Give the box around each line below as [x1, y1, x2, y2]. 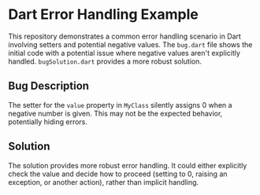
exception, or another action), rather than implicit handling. [8, 177, 199, 186]
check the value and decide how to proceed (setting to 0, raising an [8, 169, 228, 178]
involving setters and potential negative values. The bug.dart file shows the [8, 39, 253, 49]
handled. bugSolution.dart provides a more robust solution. [8, 57, 202, 66]
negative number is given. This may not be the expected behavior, [8, 109, 223, 118]
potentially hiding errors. [8, 116, 88, 127]
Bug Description [8, 79, 89, 93]
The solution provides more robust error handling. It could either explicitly [8, 160, 247, 170]
